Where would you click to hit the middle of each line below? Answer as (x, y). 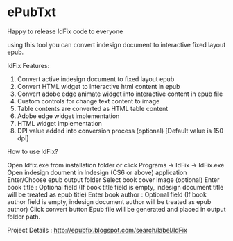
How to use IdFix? (33, 151)
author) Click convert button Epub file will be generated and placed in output (116, 209)
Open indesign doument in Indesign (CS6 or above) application (97, 172)
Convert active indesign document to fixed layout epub (96, 79)
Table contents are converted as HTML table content (93, 108)
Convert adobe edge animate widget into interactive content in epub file (120, 94)
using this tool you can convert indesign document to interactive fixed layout (116, 44)
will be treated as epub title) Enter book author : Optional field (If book (107, 194)
